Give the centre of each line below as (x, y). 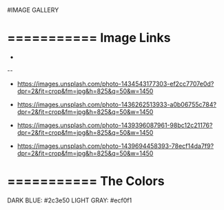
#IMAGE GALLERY (33, 10)
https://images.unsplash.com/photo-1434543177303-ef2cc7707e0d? (115, 84)
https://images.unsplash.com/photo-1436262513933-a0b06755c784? (117, 104)
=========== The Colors (86, 181)
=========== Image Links (89, 38)
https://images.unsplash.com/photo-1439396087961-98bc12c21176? (115, 125)
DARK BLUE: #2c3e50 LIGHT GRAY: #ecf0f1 (70, 200)
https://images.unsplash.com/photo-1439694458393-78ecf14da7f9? (115, 146)
